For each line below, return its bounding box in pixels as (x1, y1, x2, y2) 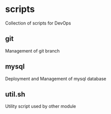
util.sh (5, 90, 25, 98)
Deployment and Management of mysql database (5, 75, 107, 81)
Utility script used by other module (5, 103, 76, 109)
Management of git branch (5, 47, 60, 53)
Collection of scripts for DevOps (5, 20, 71, 26)
